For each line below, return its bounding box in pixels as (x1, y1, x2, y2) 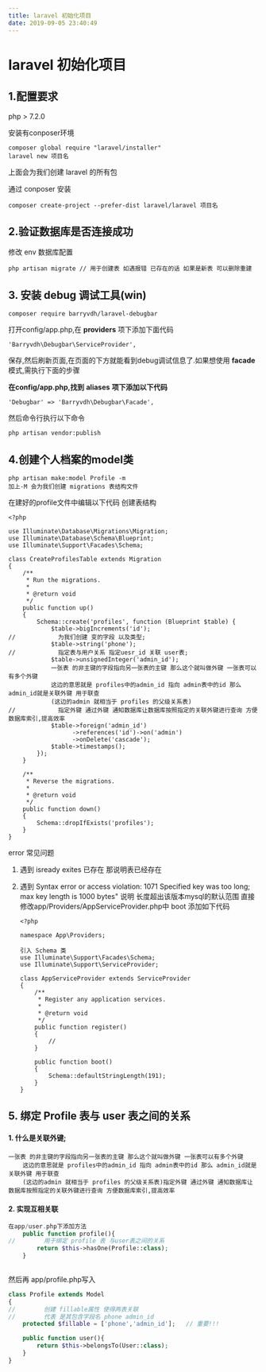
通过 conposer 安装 (8, 184, 71, 193)
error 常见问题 (8, 847, 55, 857)
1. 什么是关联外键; (8, 1133, 67, 1142)
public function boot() (34, 1058, 113, 1066)
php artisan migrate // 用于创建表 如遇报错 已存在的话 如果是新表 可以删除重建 (8, 265, 253, 273)
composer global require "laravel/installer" (8, 144, 161, 152)
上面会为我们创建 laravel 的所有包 (8, 167, 118, 176)
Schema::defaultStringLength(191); (48, 1072, 167, 1079)
